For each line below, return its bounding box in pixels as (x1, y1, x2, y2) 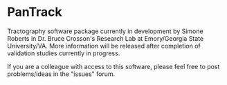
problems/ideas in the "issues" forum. (7, 70, 116, 78)
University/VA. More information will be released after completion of (7, 41, 201, 50)
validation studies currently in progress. (7, 49, 120, 57)
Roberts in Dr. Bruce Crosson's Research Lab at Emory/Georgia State (7, 34, 204, 42)
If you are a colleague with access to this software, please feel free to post (7, 62, 220, 70)
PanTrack (7, 4, 62, 20)
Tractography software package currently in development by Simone (7, 27, 203, 35)
